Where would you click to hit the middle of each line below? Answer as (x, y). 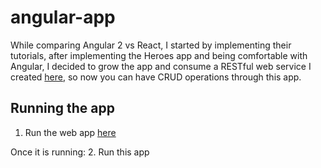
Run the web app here (70, 132)
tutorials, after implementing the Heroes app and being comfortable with (159, 55)
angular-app (63, 17)
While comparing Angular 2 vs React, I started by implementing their (151, 45)
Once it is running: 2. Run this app (80, 152)
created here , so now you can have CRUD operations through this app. (156, 77)
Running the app (62, 108)
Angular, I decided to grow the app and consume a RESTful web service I (161, 66)
